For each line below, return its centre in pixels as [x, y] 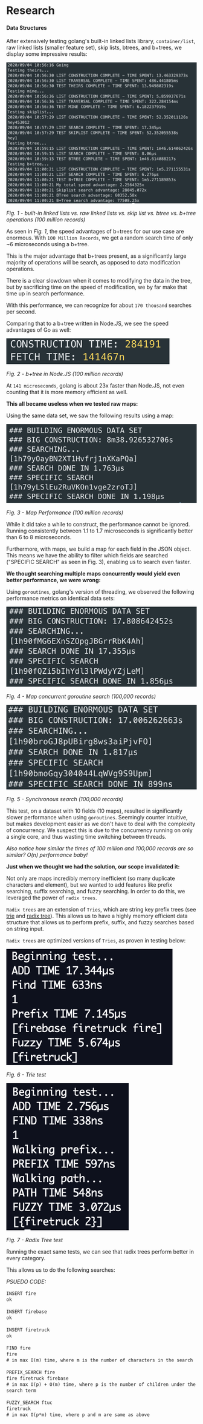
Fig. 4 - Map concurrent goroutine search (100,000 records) [81, 697]
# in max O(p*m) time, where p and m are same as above [78, 1415]
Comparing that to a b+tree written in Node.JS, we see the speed [88, 323]
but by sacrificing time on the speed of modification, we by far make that [97, 287]
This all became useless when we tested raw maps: [72, 403]
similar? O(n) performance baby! [47, 855]
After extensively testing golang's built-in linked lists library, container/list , [101, 41]
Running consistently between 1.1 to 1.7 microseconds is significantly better [100, 531]
